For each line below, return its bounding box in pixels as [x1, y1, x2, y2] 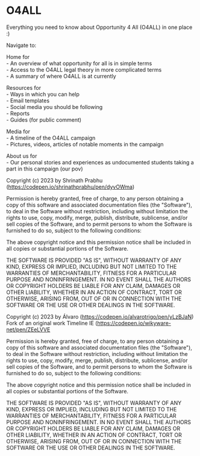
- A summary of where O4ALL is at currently [6, 72, 116, 80]
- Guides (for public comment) [6, 116, 82, 123]
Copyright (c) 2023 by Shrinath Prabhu [6, 176, 103, 184]
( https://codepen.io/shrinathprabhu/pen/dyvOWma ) [6, 183, 135, 190]
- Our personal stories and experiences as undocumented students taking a [6, 158, 194, 166]
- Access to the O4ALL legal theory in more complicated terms [6, 66, 162, 73]
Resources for [6, 84, 41, 91]
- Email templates [6, 97, 50, 104]
